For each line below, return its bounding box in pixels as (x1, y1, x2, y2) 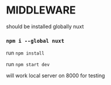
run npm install (6, 49, 45, 56)
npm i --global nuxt (6, 38, 65, 44)
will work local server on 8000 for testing (6, 72, 105, 79)
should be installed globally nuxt (6, 23, 84, 30)
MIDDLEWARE (6, 4, 76, 17)
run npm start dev (6, 61, 50, 68)
